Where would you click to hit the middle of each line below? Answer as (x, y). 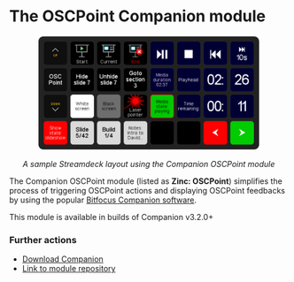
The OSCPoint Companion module (137, 16)
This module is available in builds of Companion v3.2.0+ (112, 217)
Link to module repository (69, 269)
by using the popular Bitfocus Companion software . (103, 200)
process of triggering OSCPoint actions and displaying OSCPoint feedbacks (147, 191)
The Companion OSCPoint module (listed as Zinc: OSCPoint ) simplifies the (146, 181)
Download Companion (62, 259)
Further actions (43, 240)
